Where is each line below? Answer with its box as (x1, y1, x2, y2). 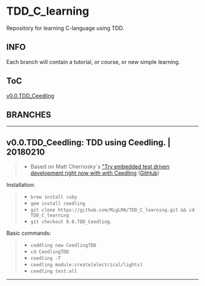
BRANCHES (6, 110, 52, 120)
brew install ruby (30, 194, 77, 200)
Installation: (6, 181, 35, 189)
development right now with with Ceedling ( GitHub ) (30, 169, 160, 177)
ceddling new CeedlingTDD (30, 242, 96, 249)
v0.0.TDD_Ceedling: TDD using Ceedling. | (6, 137, 171, 147)
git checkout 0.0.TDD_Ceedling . (30, 218, 112, 225)
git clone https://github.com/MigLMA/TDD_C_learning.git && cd (30, 207, 195, 214)
